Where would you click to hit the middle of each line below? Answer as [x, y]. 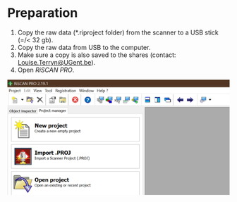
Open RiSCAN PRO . [46, 70]
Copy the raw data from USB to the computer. [84, 47]
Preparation [43, 13]
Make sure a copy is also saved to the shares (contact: [97, 55]
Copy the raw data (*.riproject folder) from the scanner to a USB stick [118, 32]
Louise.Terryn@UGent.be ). [56, 62]
